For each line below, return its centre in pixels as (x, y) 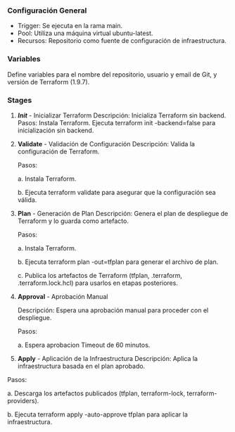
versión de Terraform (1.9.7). (49, 82)
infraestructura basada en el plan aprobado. (81, 366)
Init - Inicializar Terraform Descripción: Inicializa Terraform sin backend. (122, 115)
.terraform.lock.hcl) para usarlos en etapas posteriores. (97, 283)
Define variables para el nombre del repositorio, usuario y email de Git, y (112, 74)
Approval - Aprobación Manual (63, 296)
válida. (27, 200)
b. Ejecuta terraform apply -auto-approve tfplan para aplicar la (98, 414)
